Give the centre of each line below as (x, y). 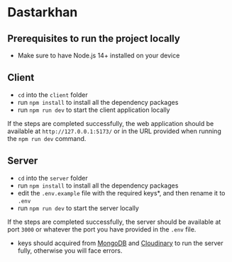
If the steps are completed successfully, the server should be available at (114, 222)
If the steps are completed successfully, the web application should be (111, 123)
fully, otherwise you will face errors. (70, 250)
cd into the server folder (53, 178)
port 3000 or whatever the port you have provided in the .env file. (102, 229)
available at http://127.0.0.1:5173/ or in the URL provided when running (114, 131)
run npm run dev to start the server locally (78, 208)
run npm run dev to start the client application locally (94, 110)
